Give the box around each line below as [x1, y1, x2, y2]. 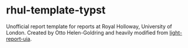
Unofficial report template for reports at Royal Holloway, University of [6, 23, 172, 30]
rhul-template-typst [6, 4, 106, 17]
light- [169, 29, 183, 36]
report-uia [6, 35, 30, 42]
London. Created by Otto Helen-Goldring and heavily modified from [6, 29, 168, 36]
